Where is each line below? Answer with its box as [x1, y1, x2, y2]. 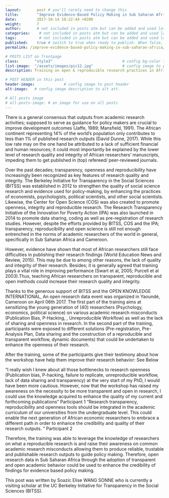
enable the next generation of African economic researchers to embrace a [5, 414, 159, 421]
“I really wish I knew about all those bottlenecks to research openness [5, 366, 150, 372]
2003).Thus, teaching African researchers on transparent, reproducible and [5, 273, 162, 279]
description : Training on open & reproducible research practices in [5, 68, 154, 73]
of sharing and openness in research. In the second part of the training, [5, 320, 153, 326]
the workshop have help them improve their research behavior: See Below [5, 356, 159, 363]
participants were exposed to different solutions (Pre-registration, [5, 326, 141, 332]
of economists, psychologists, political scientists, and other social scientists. [5, 194, 163, 200]
